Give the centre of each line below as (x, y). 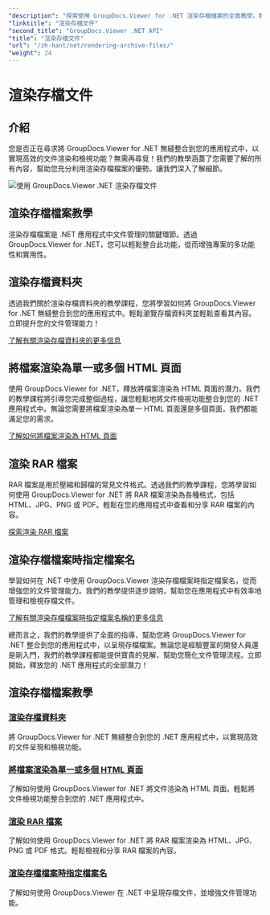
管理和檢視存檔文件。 (43, 601)
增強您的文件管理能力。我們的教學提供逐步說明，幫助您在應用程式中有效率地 (135, 591)
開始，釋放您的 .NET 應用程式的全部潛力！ (78, 665)
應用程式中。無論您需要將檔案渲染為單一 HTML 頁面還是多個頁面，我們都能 (133, 409)
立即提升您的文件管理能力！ (54, 323)
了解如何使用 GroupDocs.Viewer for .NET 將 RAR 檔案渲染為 (108, 840)
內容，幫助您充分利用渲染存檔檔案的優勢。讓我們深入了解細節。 (121, 168)
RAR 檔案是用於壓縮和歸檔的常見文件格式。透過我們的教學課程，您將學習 (129, 485)
